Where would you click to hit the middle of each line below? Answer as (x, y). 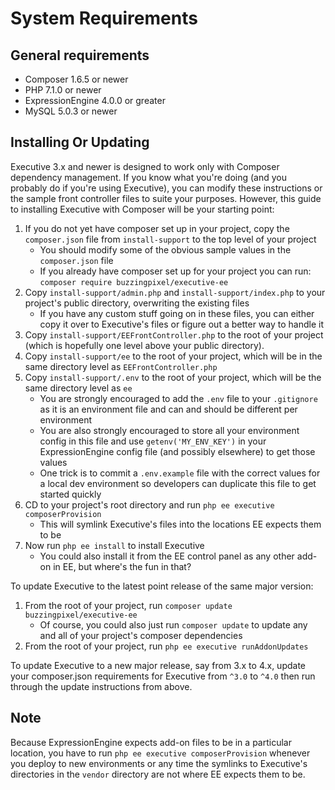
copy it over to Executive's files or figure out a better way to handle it (181, 324)
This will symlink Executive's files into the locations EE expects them (180, 524)
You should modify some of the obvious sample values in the (165, 249)
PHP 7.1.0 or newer (63, 90)
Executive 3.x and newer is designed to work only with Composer (145, 166)
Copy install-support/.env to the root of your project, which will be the (173, 377)
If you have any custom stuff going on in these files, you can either (177, 313)
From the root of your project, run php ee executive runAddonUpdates (166, 646)
